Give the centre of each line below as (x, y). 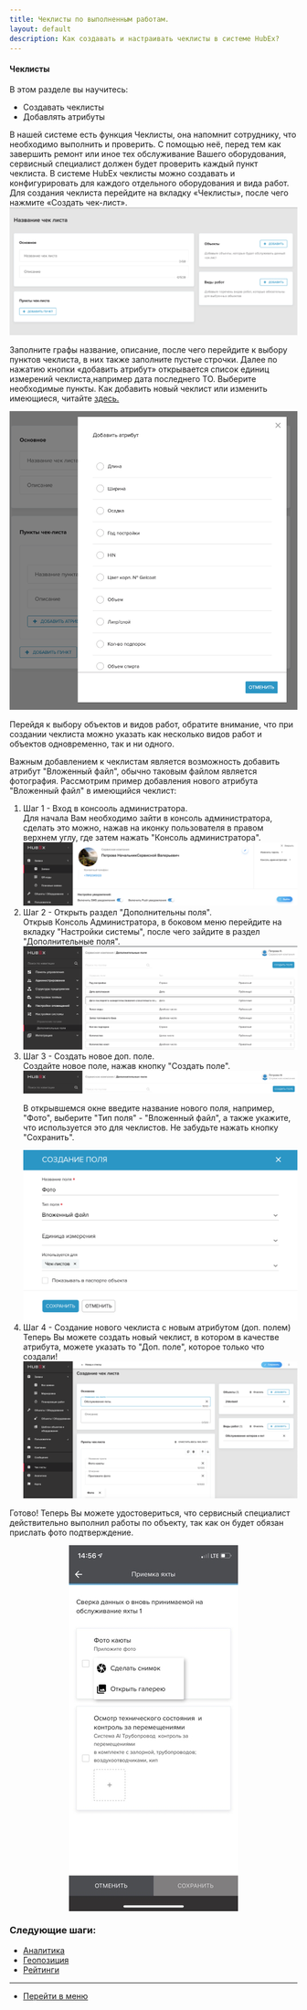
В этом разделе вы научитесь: (69, 89)
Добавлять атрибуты (64, 116)
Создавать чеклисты (64, 107)
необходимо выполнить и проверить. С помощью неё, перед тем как (145, 144)
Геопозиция (46, 1960)
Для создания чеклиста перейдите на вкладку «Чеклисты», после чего (149, 193)
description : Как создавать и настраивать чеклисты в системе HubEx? (145, 38)
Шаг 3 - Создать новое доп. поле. (89, 1056)
